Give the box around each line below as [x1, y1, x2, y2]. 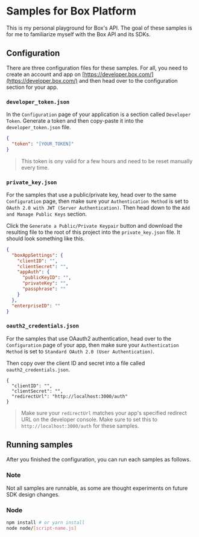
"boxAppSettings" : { [11, 252, 63, 258]
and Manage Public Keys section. [6, 210, 87, 217]
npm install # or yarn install [6, 519, 85, 526]
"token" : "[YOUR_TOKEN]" [11, 141, 74, 147]
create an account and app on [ [6, 71, 84, 78]
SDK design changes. [6, 490, 60, 498]
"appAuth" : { [17, 269, 50, 275]
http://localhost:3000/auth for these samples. [21, 422, 139, 429]
